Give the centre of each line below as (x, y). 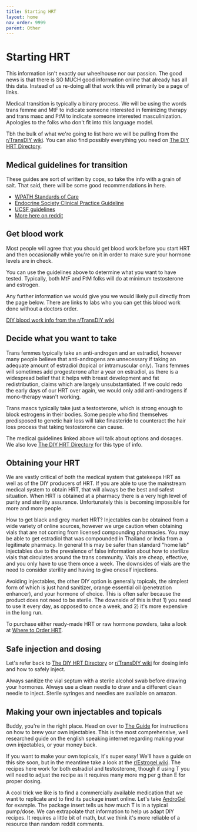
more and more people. (34, 509)
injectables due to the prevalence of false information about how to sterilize (98, 551)
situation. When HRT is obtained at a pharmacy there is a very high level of (96, 496)
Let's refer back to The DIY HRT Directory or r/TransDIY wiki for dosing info (97, 663)
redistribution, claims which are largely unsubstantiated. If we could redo (94, 384)
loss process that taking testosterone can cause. (65, 427)
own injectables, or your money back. (52, 745)
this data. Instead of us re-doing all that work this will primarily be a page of (98, 86)
